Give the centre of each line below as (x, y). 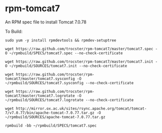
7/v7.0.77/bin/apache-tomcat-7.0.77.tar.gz (50, 113)
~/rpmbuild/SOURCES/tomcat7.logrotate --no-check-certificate (69, 100)
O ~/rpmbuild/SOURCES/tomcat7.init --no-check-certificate (66, 66)
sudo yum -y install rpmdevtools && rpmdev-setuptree (61, 40)
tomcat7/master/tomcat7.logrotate (40, 95)
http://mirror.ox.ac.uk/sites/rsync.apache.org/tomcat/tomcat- (81, 108)
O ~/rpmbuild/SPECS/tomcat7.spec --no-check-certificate (64, 53)
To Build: (14, 31)
